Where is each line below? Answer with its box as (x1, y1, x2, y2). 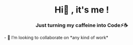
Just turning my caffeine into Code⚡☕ (35, 22, 128, 29)
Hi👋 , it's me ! (54, 4, 109, 15)
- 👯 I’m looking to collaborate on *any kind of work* (4, 35, 108, 41)
